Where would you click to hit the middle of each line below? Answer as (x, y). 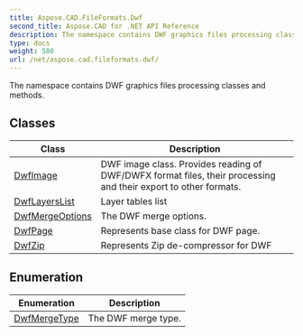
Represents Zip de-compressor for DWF (186, 245)
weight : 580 (32, 51)
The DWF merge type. (135, 318)
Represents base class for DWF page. (180, 230)
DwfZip (29, 245)
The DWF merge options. (154, 216)
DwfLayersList (44, 201)
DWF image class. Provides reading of (181, 163)
